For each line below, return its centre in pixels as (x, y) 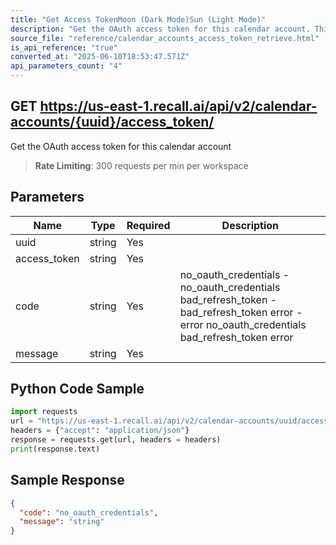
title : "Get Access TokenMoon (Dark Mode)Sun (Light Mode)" (138, 19)
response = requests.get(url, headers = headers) (116, 440)
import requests (44, 412)
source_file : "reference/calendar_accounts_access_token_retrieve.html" (165, 38)
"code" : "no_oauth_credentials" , (89, 512)
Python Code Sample (77, 389)
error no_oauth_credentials (243, 324)
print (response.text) (55, 449)
